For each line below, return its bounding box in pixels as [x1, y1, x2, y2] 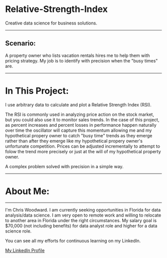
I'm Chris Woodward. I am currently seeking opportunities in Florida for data [5, 207, 161, 213]
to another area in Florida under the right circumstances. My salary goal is [5, 217, 157, 223]
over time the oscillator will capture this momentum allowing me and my [5, 127, 152, 133]
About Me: [5, 186, 50, 197]
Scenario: [5, 39, 36, 48]
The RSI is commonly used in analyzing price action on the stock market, [5, 111, 154, 117]
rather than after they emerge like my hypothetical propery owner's [5, 138, 143, 144]
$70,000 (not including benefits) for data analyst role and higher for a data [5, 223, 158, 229]
